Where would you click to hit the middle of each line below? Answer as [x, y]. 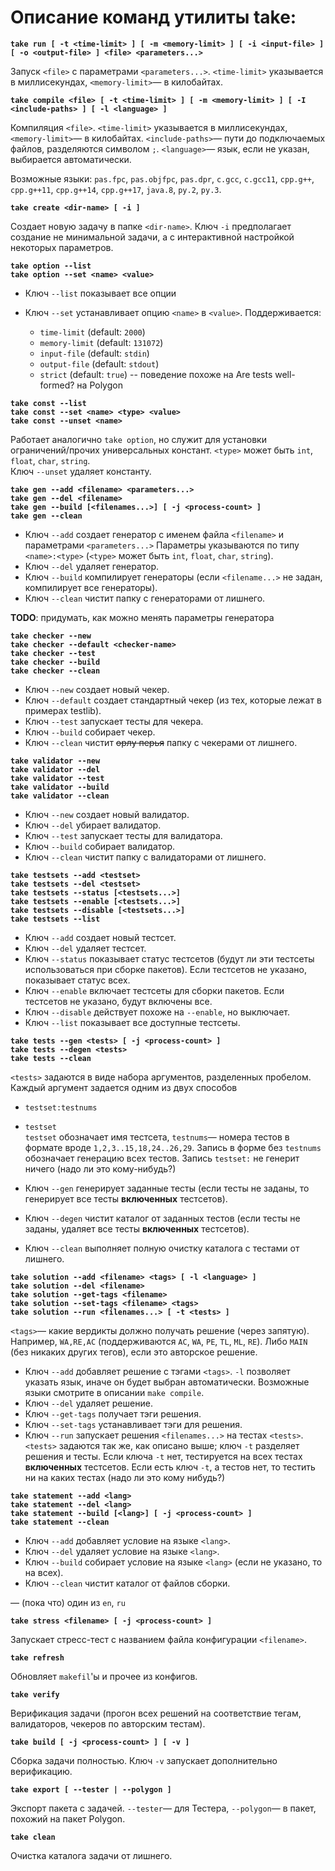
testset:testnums [61, 1107]
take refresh [37, 1657]
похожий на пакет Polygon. [68, 1818]
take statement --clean [60, 1522]
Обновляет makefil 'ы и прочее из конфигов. [104, 1676]
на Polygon [99, 385]
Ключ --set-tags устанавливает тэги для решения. [133, 1424]
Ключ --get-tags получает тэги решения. [113, 1413]
